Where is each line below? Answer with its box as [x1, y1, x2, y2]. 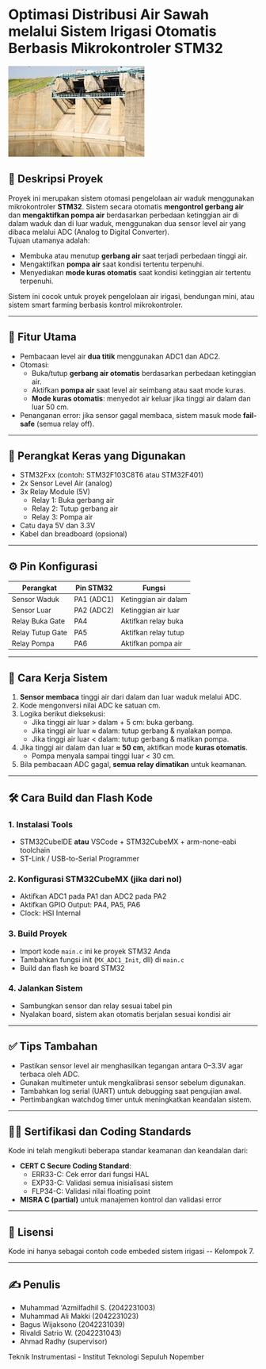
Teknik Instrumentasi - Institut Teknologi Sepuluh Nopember [8, 1352, 204, 1362]
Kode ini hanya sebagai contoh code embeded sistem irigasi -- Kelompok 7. [8, 1247, 255, 1256]
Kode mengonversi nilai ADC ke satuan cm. [19, 700, 161, 711]
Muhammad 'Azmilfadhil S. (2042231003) [19, 1303, 156, 1313]
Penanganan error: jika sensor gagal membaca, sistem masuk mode [19, 410, 241, 420]
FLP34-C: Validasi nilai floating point [31, 1187, 150, 1196]
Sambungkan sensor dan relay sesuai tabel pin [19, 1001, 173, 1010]
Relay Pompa [11, 638, 55, 648]
